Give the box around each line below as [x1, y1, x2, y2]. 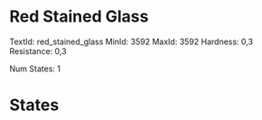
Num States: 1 [9, 63, 61, 74]
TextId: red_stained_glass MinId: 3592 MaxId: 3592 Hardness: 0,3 [9, 36, 254, 47]
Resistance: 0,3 [9, 45, 67, 56]
